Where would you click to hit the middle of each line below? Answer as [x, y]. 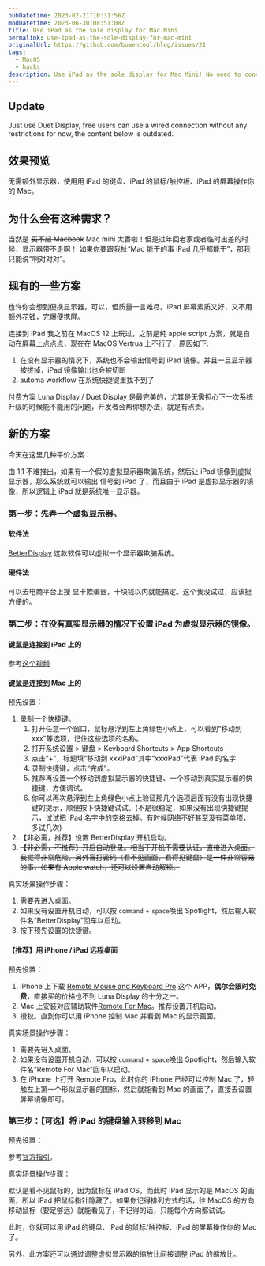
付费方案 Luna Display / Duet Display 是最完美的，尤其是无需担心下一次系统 [131, 396]
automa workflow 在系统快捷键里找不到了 [87, 380]
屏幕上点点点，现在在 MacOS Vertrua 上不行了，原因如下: [115, 343]
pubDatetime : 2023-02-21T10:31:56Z [67, 15]
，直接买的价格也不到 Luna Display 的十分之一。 [105, 996]
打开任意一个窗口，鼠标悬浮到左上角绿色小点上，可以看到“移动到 [136, 729]
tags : [17, 52]
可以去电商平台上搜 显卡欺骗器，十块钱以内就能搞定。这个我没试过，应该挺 [130, 592]
